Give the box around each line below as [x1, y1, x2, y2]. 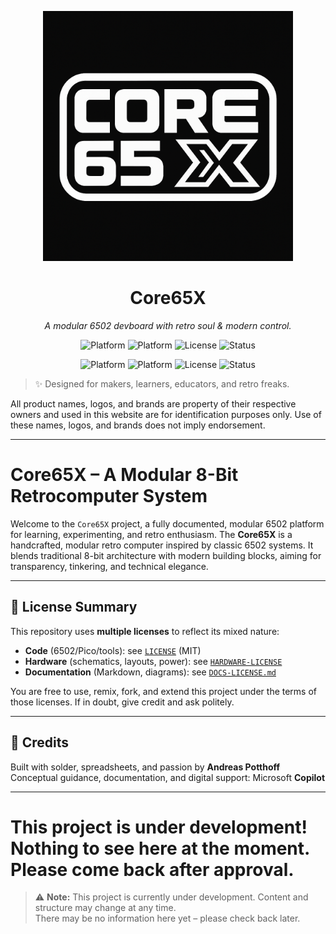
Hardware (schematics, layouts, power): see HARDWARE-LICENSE [24, 655, 283, 667]
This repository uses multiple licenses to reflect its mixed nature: [10, 625, 280, 637]
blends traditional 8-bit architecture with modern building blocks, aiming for [10, 549, 322, 561]
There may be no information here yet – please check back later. [34, 912, 301, 925]
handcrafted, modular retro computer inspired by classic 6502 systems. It [10, 539, 314, 551]
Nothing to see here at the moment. [10, 837, 310, 860]
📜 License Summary [10, 599, 138, 616]
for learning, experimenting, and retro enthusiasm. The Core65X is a [10, 528, 293, 540]
